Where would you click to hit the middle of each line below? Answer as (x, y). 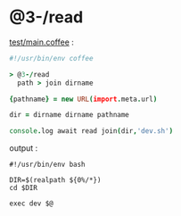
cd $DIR (24, 188)
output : (24, 148)
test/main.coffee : (41, 42)
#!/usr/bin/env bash (48, 165)
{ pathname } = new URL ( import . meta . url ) (83, 99)
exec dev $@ (31, 204)
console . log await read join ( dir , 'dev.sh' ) (91, 131)
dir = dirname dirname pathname (69, 115)
